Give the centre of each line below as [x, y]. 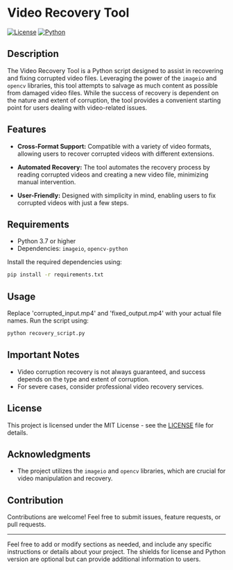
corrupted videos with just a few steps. [73, 202]
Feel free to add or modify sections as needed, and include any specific [110, 544]
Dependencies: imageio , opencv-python [72, 249]
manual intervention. [46, 181]
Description [33, 54]
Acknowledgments [49, 454]
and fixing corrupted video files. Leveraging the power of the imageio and [112, 78]
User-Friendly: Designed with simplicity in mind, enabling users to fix [116, 195]
